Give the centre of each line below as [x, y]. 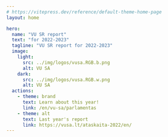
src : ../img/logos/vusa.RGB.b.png [66, 62]
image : [20, 51]
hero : [13, 29]
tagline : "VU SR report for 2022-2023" [62, 46]
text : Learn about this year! [61, 102]
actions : [23, 91]
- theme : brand [37, 97]
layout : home [23, 18]
